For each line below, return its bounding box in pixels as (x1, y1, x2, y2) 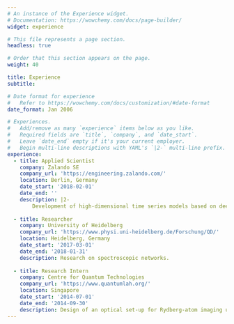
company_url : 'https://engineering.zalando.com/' (19, 170, 167, 178)
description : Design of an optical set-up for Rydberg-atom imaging (19, 306, 223, 314)
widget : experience (7, 23, 64, 30)
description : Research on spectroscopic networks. (19, 254, 170, 261)
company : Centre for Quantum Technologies (19, 274, 145, 281)
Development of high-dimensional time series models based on (32, 203, 217, 210)
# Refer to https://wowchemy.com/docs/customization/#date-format (7, 99, 210, 107)
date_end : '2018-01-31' (19, 248, 89, 255)
